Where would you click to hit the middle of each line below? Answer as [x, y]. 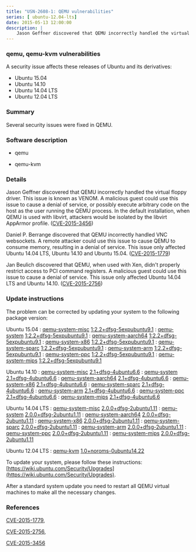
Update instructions [35, 299]
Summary [20, 112]
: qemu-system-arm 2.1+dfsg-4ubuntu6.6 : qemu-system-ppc [109, 391]
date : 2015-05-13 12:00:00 [39, 22]
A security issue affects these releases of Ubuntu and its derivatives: [89, 67]
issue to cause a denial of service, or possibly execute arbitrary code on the [98, 205]
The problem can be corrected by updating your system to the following [93, 311]
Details [16, 179]
